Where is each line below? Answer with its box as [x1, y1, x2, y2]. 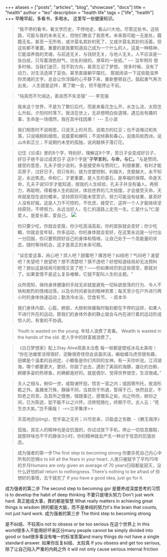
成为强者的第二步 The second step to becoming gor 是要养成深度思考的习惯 [5, 485, 161, 491]
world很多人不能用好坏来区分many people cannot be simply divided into [5, 527, 154, 533]
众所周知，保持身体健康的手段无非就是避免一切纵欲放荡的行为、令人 [17, 282, 158, 287]
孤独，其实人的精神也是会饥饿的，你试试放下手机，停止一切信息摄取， [17, 427, 162, 432]
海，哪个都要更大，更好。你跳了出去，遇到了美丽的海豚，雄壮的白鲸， [17, 363, 162, 369]
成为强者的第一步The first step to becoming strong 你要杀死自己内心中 [17, 450, 162, 455]
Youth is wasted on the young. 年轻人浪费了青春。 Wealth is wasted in [17, 328, 162, 334]
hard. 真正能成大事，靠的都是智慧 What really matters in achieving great [5, 498, 153, 504]
